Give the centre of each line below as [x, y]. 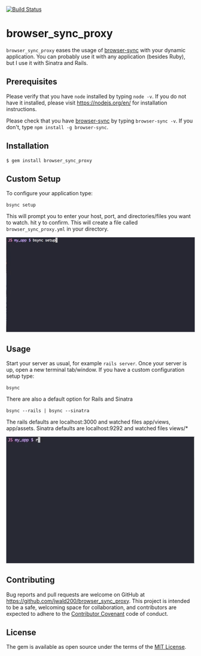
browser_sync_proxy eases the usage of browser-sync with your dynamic [96, 50]
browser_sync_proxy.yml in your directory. [57, 229]
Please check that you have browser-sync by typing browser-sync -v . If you [100, 121]
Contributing [31, 580]
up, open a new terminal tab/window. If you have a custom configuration [95, 370]
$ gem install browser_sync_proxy [49, 160]
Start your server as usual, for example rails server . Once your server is [97, 363]
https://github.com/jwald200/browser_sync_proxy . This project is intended [98, 601]
